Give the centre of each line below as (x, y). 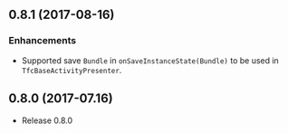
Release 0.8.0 (47, 120)
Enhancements (43, 41)
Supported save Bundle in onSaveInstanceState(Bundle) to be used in (150, 60)
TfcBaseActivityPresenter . (72, 70)
